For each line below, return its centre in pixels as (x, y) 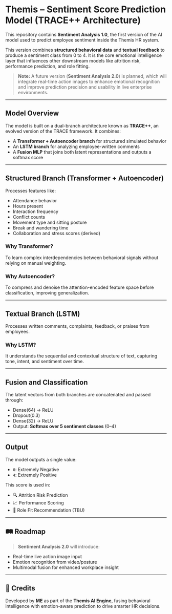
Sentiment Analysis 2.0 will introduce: (59, 546)
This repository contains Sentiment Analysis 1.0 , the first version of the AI (84, 34)
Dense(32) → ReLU (33, 421)
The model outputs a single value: (41, 459)
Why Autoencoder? (30, 276)
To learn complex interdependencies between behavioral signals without (82, 258)
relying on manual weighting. (36, 263)
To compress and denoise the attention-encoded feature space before (80, 287)
